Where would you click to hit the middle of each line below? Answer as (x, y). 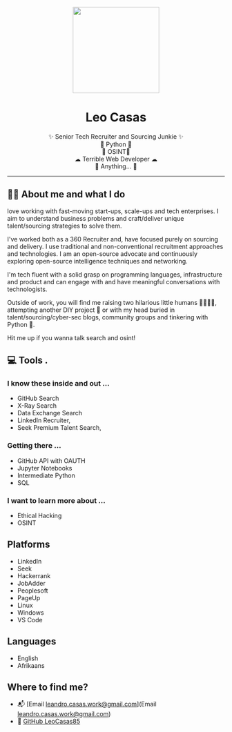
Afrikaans (31, 665)
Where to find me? (48, 688)
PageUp (29, 597)
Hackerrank (34, 575)
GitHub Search (38, 398)
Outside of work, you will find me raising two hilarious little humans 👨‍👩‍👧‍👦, (112, 302)
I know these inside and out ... (58, 384)
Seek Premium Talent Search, (59, 428)
